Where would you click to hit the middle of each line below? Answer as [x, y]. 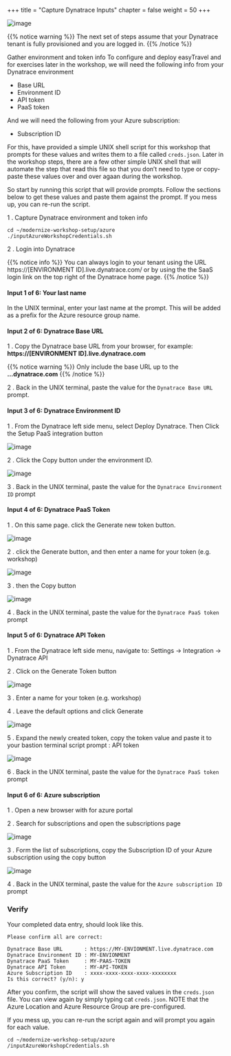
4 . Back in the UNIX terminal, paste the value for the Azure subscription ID [115, 884]
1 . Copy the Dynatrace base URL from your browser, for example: [100, 346]
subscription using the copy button [57, 858]
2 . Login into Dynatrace [41, 249]
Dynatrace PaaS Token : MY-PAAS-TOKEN [69, 961]
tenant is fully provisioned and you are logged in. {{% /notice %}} [100, 44]
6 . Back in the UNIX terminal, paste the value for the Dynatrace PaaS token [113, 772]
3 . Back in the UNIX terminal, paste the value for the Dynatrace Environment [114, 486]
